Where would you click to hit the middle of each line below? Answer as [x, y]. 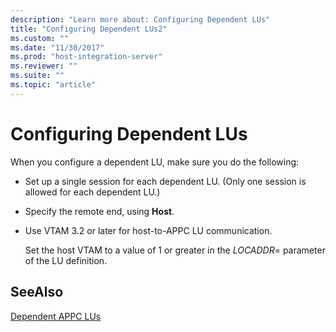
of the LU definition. [66, 260]
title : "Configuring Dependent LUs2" [89, 29]
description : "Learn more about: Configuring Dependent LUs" [140, 19]
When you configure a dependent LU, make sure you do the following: [155, 162]
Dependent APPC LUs [56, 316]
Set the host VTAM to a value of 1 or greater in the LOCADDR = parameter [175, 250]
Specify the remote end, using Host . [99, 211]
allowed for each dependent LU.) [92, 192]
